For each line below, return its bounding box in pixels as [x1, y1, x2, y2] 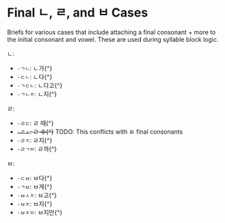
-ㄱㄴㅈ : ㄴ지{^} [16, 89, 57, 98]
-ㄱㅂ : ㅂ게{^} [16, 182, 53, 191]
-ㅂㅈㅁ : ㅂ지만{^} [16, 208, 63, 216]
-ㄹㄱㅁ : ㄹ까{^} [16, 144, 57, 153]
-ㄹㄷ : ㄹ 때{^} [16, 119, 55, 127]
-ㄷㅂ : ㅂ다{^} [16, 174, 53, 182]
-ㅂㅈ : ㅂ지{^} [16, 199, 53, 208]
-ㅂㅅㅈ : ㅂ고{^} [16, 191, 57, 199]
